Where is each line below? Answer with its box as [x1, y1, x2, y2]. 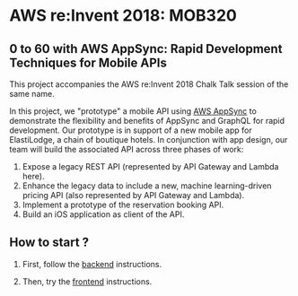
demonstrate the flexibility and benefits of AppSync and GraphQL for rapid [9, 116, 285, 126]
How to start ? [9, 235, 90, 250]
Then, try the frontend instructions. [22, 275, 153, 287]
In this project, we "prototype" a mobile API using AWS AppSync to [9, 106, 258, 117]
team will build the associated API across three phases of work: [9, 144, 244, 154]
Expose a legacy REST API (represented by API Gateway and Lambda [22, 161, 279, 171]
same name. [9, 89, 56, 99]
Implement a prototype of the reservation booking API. [22, 199, 224, 210]
